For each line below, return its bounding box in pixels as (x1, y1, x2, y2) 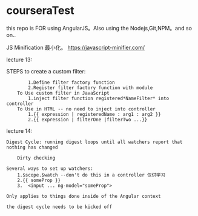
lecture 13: (6, 56, 32, 63)
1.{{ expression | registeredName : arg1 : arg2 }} (28, 111, 162, 117)
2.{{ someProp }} (17, 177, 61, 183)
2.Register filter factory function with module (28, 84, 153, 91)
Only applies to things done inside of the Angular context (6, 193, 162, 199)
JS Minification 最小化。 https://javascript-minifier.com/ (6, 44, 145, 51)
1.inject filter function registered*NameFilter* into (28, 95, 170, 101)
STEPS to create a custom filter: (6, 67, 86, 75)
